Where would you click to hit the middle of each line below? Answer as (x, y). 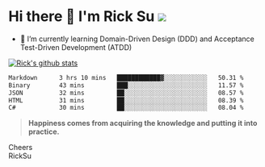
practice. (44, 132)
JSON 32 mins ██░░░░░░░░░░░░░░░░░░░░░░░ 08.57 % (126, 93)
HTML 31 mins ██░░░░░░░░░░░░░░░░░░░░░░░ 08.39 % (126, 100)
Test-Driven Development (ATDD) (76, 47)
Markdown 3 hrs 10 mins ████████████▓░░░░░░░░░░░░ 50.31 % (126, 77)
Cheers (21, 148)
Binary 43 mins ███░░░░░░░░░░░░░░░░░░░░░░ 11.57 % (126, 85)
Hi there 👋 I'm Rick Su (82, 17)
